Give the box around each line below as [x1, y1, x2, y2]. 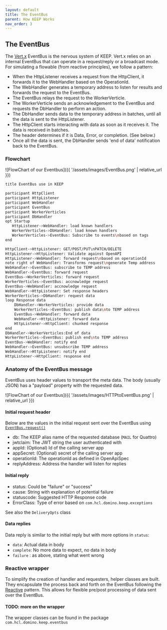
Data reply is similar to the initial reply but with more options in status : [5, 532, 149, 538]
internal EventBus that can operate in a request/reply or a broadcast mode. [5, 59, 159, 65]
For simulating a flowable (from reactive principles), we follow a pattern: [5, 64, 153, 70]
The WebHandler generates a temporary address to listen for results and [12, 84, 162, 90]
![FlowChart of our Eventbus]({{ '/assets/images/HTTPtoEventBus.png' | [5, 392, 154, 398]
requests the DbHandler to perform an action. [12, 106, 106, 112]
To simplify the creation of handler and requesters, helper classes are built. [5, 576, 160, 582]
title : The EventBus [5, 12, 48, 17]
